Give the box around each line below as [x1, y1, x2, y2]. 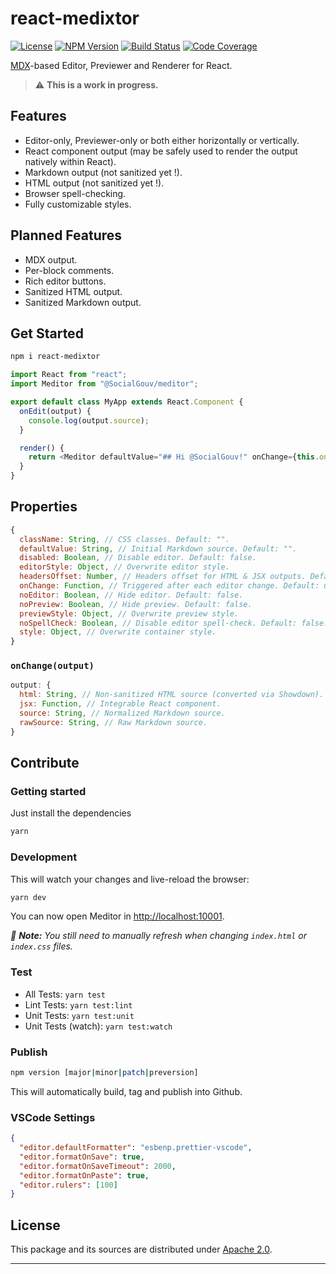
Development [10, 850, 78, 864]
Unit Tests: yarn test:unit [24, 1009, 135, 1021]
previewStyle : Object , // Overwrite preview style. [19, 608, 240, 619]
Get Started [10, 325, 84, 342]
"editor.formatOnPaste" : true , [19, 1170, 150, 1181]
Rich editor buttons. [24, 275, 107, 287]
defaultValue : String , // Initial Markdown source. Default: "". [19, 543, 298, 554]
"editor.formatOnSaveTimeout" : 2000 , [19, 1161, 177, 1171]
